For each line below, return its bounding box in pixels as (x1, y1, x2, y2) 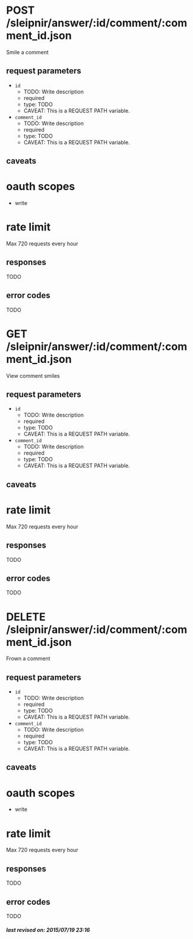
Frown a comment (6, 655, 50, 662)
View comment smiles (6, 372, 61, 379)
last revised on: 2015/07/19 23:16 (6, 926, 90, 933)
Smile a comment (6, 48, 49, 55)
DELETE (6, 610, 46, 623)
